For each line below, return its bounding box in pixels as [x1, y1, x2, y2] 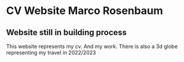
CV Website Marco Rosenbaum [6, 4, 163, 18]
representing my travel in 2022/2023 [6, 49, 96, 56]
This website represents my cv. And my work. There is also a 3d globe [6, 43, 178, 50]
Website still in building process [6, 27, 127, 37]
